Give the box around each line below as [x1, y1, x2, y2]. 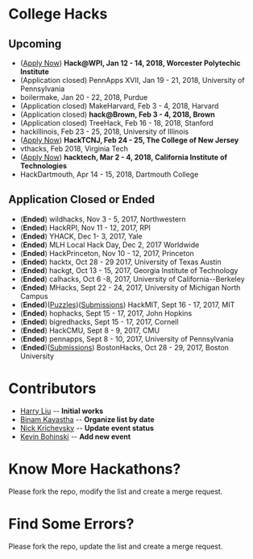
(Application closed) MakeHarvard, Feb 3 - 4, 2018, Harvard [19, 101, 219, 110]
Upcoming [8, 37, 62, 51]
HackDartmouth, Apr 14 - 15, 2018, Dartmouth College [19, 170, 199, 179]
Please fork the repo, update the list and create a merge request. [8, 541, 223, 551]
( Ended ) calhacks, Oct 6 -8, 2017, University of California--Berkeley [19, 274, 246, 284]
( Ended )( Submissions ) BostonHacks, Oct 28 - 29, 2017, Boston [19, 342, 230, 352]
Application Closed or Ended [8, 193, 156, 206]
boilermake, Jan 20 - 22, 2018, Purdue [19, 93, 148, 101]
